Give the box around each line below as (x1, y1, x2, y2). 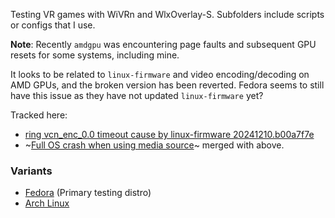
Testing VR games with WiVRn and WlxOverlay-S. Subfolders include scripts (10, 9, 325, 20)
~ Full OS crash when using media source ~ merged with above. (24, 139, 285, 151)
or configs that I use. (10, 19, 96, 31)
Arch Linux (24, 197, 70, 209)
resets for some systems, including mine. (10, 49, 180, 61)
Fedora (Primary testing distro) (24, 187, 152, 199)
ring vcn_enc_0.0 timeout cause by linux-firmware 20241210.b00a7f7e (24, 129, 315, 140)
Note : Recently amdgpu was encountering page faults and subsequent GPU (10, 39, 317, 50)
